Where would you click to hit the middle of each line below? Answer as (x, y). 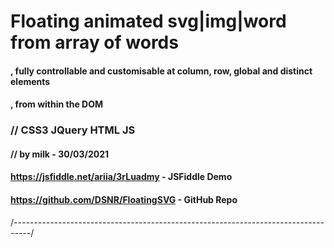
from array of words (94, 42)
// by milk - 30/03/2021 (60, 154)
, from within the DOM (57, 104)
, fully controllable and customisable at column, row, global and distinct (161, 71)
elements (30, 81)
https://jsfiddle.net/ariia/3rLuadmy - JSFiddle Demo (121, 177)
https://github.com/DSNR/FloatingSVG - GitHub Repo (124, 200)
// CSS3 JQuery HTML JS (73, 130)
